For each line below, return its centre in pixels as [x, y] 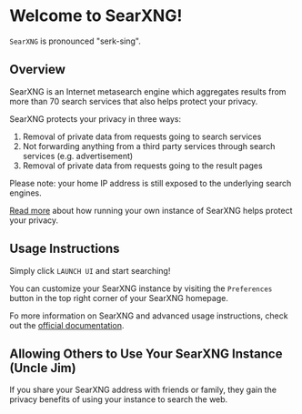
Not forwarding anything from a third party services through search [149, 146]
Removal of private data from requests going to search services [142, 136]
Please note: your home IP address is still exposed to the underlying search [151, 183]
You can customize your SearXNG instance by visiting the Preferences [141, 288]
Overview [38, 70]
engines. [26, 193]
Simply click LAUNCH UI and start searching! [90, 270]
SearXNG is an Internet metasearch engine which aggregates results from [148, 91]
